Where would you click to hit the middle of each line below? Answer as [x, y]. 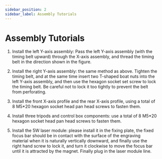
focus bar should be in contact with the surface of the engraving [76, 136]
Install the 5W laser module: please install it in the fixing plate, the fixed [83, 131]
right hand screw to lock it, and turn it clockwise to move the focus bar [82, 146]
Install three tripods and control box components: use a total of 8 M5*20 [84, 116]
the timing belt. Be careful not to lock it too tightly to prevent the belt [80, 87]
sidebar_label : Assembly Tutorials [41, 14]
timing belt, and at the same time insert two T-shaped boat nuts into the [83, 76]
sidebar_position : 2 [26, 9]
